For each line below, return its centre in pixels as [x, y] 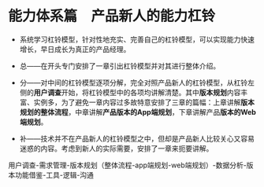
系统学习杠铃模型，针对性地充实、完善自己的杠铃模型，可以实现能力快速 [137, 39]
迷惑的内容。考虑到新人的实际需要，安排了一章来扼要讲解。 [116, 148]
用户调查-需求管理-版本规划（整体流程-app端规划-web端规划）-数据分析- [127, 165]
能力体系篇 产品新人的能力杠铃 [112, 16]
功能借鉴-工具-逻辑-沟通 [54, 174]
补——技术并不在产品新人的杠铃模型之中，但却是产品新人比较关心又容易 [137, 138]
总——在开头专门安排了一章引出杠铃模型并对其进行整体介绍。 [120, 66]
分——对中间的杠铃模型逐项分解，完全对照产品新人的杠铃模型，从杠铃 [134, 82]
